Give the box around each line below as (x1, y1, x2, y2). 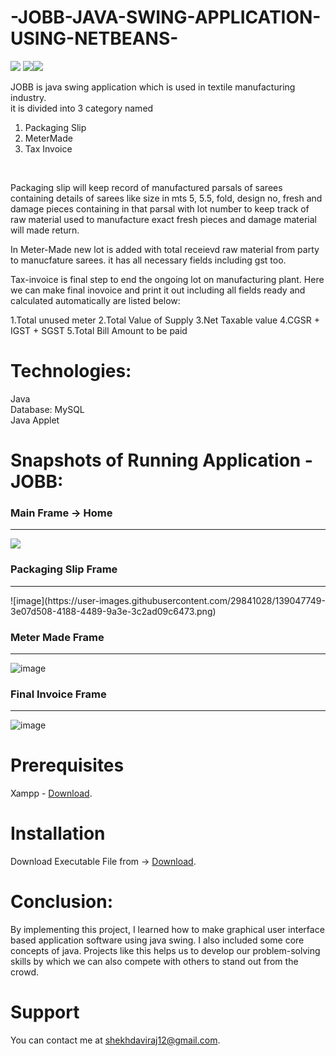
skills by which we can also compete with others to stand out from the (10, 956, 299, 968)
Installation (10, 822, 106, 845)
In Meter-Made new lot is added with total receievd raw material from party (10, 243, 320, 255)
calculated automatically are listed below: (10, 294, 181, 306)
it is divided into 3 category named (10, 102, 154, 114)
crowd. (10, 966, 39, 978)
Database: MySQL (10, 403, 85, 415)
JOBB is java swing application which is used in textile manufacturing (10, 81, 296, 93)
